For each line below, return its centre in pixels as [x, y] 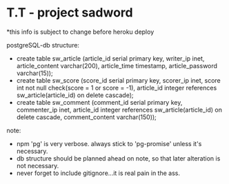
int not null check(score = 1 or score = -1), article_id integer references [117, 88]
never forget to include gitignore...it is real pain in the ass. [98, 173]
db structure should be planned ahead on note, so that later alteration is [118, 158]
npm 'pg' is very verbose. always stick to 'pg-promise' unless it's [109, 143]
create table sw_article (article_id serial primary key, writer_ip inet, [110, 58]
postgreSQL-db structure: [43, 45]
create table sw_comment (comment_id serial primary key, [99, 102]
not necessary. [38, 165]
